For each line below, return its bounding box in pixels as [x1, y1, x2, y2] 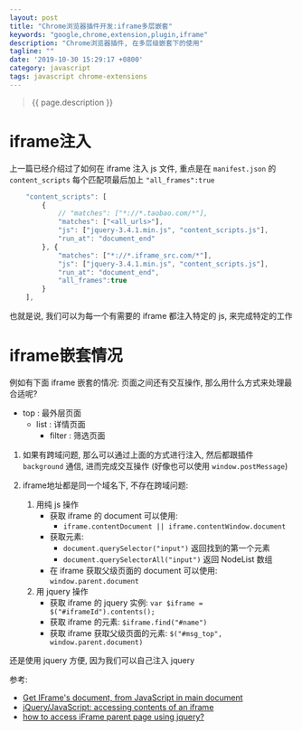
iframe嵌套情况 [9, 345, 124, 366]
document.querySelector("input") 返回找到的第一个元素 [62, 543, 271, 553]
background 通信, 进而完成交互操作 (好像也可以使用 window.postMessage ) [22, 461, 288, 471]
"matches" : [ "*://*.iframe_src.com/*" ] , [57, 250, 212, 260]
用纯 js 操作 [35, 499, 80, 510]
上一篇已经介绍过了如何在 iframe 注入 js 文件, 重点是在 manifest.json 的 [9, 163, 277, 173]
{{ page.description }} [31, 97, 114, 108]
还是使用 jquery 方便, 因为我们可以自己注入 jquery [9, 655, 195, 665]
